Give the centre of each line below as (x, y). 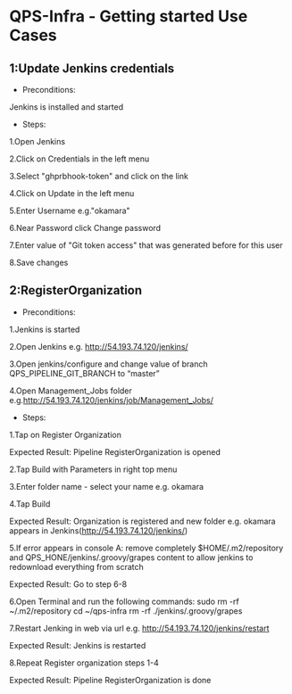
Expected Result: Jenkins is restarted (78, 645)
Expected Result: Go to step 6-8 (68, 584)
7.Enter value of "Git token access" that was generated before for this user (146, 245)
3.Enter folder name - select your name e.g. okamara (106, 486)
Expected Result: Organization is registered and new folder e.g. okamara (142, 521)
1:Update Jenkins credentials (92, 68)
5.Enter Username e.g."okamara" (70, 211)
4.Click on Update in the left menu (72, 193)
